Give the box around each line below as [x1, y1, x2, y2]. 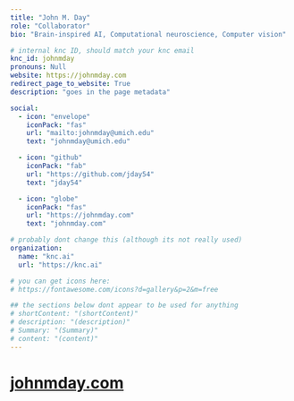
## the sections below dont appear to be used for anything [10, 301, 239, 310]
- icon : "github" [18, 153, 83, 162]
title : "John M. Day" [10, 13, 91, 22]
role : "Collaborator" [10, 21, 91, 30]
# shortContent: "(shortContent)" [10, 310, 139, 319]
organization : [10, 243, 63, 252]
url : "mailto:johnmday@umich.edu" [26, 129, 155, 138]
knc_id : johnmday [10, 55, 75, 64]
